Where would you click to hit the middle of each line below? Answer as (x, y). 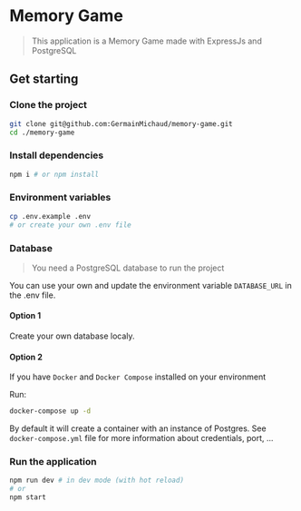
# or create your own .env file (70, 225)
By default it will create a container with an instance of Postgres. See (138, 428)
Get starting (44, 79)
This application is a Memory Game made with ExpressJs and (147, 41)
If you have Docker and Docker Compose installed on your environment (137, 377)
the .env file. (33, 295)
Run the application (53, 462)
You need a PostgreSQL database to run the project (128, 268)
